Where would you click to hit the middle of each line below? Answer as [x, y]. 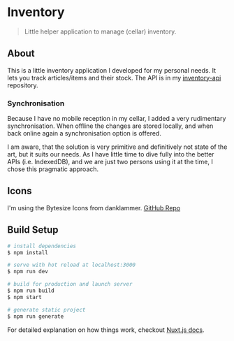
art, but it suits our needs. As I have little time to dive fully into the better [111, 154]
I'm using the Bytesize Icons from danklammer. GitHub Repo [94, 208]
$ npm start [24, 297]
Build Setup [33, 230]
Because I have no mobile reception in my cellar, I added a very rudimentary [117, 119]
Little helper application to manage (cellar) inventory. [100, 31]
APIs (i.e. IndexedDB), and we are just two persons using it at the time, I [110, 162]
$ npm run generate [36, 316]
